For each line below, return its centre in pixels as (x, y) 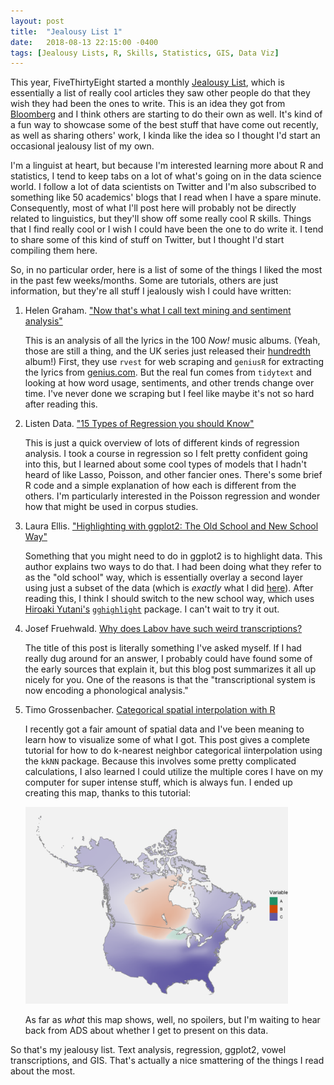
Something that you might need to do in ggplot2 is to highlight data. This (173, 556)
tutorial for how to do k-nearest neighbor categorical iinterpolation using (173, 751)
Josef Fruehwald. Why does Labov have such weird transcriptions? (163, 629)
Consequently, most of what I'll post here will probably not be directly (153, 208)
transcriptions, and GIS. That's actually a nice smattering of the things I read (167, 1061)
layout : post (37, 21)
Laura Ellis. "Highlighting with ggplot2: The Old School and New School (171, 526)
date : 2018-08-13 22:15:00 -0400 (84, 42)
